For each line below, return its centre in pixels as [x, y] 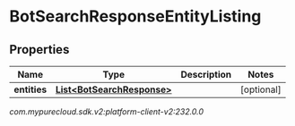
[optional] [261, 89]
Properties [39, 50]
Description [206, 75]
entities [30, 89]
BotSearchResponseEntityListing [135, 17]
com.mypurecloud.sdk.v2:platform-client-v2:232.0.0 [107, 112]
